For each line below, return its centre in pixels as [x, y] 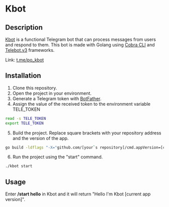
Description [24, 27]
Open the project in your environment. [52, 93]
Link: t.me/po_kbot [25, 60]
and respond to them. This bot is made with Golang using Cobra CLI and [80, 45]
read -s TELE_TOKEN [26, 118]
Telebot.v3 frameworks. [30, 50]
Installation [23, 76]
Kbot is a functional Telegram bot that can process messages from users [80, 39]
